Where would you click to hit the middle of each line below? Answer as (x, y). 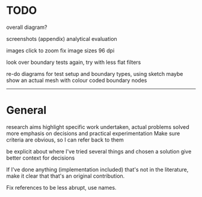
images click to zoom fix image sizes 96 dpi (60, 50)
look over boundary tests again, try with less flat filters (74, 62)
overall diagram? (27, 27)
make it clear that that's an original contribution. (66, 176)
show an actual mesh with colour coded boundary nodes (77, 80)
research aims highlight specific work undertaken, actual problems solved (98, 127)
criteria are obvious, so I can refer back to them (65, 140)
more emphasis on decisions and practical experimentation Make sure (93, 133)
